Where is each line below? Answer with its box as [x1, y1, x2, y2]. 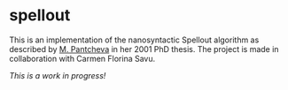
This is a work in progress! [9, 70, 106, 80]
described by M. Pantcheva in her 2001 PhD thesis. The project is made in [9, 43, 279, 54]
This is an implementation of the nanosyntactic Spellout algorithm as [9, 34, 260, 45]
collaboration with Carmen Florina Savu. [9, 53, 156, 64]
